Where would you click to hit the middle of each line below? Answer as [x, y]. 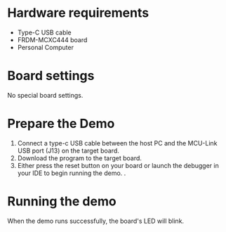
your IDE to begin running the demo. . [72, 173]
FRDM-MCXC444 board [52, 39]
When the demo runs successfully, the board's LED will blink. [96, 221]
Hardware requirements [78, 13]
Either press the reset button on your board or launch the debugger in [118, 165]
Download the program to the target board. [80, 158]
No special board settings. [45, 95]
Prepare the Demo [61, 124]
